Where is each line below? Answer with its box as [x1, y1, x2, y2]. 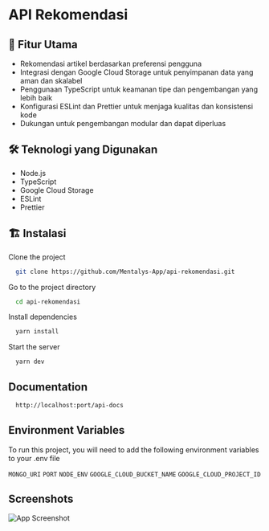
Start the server [8, 342, 60, 352]
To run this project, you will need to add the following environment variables [8, 444, 259, 455]
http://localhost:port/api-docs [15, 401, 124, 409]
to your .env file [8, 453, 60, 463]
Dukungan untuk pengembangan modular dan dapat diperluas [19, 119, 226, 128]
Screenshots [8, 492, 74, 506]
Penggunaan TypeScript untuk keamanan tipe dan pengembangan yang [19, 84, 259, 94]
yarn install [15, 328, 59, 336]
